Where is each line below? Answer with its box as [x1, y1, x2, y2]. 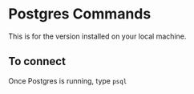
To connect [8, 55, 67, 68]
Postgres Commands [8, 5, 152, 23]
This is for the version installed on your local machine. [8, 31, 187, 41]
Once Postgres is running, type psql [8, 76, 127, 85]
